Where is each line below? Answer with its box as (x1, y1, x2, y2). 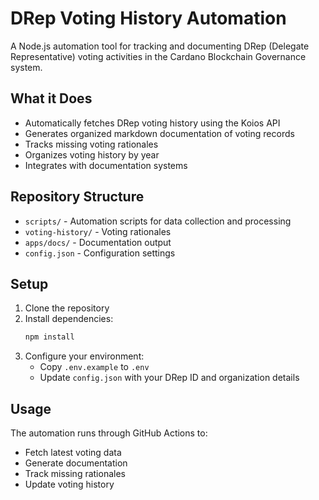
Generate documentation (24, 457, 128, 469)
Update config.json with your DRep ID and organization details (39, 372, 300, 384)
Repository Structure (10, 188, 145, 206)
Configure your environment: (24, 350, 145, 362)
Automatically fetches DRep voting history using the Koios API (24, 117, 281, 129)
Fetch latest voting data (24, 447, 122, 459)
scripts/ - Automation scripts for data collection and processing (24, 215, 292, 227)
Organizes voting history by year (24, 148, 160, 161)
